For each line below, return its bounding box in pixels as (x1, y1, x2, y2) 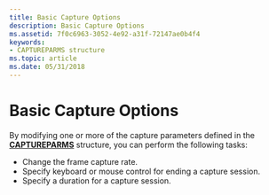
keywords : (9, 37, 46, 47)
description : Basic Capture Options (9, 21, 145, 30)
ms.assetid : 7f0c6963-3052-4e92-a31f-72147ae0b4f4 (9, 29, 201, 38)
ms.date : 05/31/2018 (9, 63, 86, 72)
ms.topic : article (9, 54, 77, 63)
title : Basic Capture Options (9, 12, 122, 22)
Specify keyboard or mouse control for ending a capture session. (21, 166, 260, 176)
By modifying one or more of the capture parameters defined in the (9, 129, 256, 140)
